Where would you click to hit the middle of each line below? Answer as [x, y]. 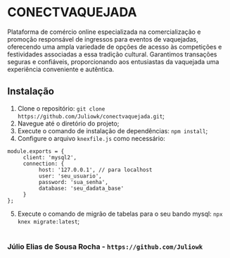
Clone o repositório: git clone [61, 108]
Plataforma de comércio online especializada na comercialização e [104, 32]
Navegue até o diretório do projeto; [68, 123]
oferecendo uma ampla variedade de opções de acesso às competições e [115, 47]
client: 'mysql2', [50, 157]
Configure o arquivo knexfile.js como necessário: [91, 138]
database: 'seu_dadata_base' [81, 188]
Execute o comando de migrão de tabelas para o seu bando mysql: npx [120, 214]
